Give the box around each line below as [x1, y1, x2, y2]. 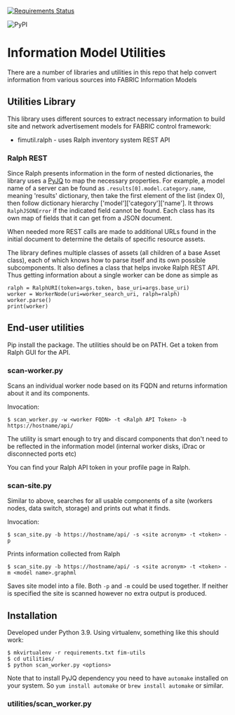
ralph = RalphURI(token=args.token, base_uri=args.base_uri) [7, 284, 190, 291]
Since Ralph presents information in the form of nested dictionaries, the [7, 169, 214, 178]
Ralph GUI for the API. [7, 348, 71, 356]
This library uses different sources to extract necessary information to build [7, 114, 226, 123]
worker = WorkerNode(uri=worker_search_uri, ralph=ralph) [7, 291, 180, 298]
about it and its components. [7, 389, 90, 398]
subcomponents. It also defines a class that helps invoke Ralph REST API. [7, 263, 220, 272]
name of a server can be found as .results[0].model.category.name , [7, 184, 206, 192]
